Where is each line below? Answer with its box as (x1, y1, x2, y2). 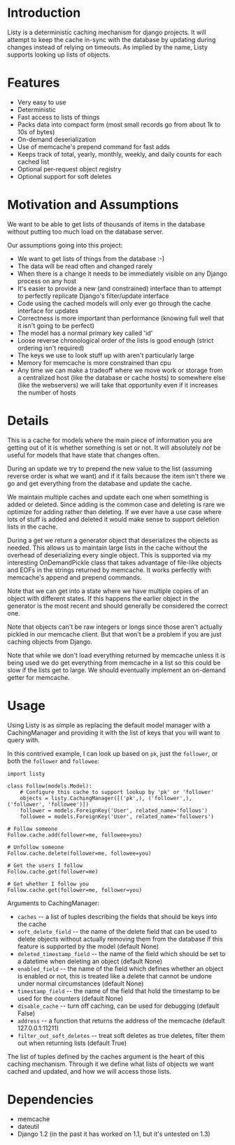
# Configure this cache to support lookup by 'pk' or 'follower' (20, 788, 215, 795)
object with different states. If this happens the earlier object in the (7, 594, 199, 602)
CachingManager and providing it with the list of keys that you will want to (7, 728, 220, 737)
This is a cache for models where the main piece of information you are (7, 436, 213, 444)
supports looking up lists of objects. (7, 50, 111, 59)
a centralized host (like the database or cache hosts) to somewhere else (17, 373, 226, 382)
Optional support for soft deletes (17, 172, 112, 180)
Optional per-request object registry (17, 164, 122, 173)
